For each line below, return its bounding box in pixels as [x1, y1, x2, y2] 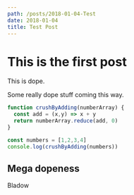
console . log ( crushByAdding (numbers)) [7, 143, 118, 150]
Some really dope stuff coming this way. [7, 91, 125, 99]
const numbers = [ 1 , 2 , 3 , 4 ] [7, 137, 87, 144]
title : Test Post [7, 23, 59, 30]
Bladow [7, 181, 30, 190]
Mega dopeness [7, 163, 80, 175]
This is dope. [7, 77, 45, 85]
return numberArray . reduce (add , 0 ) [13, 118, 118, 125]
